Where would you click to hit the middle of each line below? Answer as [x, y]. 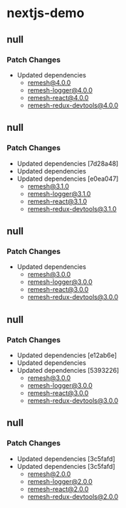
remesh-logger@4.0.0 [60, 90]
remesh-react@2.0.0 [58, 489]
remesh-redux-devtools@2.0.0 [73, 497]
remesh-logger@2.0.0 [60, 481]
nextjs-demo [46, 13]
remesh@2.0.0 [49, 474]
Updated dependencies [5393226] [68, 370]
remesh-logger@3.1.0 [59, 194]
